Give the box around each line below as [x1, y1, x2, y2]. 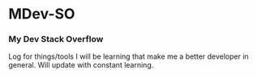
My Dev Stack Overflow [8, 34, 104, 45]
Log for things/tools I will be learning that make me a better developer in [8, 51, 249, 61]
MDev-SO [8, 5, 75, 23]
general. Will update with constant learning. [8, 60, 154, 70]
